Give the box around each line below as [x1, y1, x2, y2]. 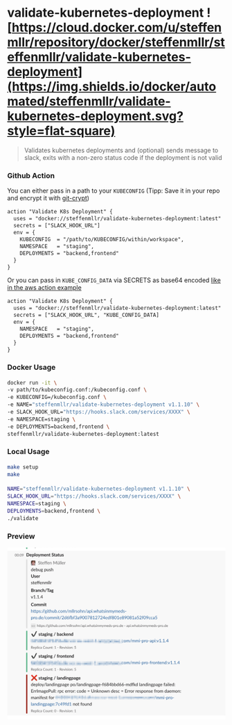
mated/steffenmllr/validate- [7, 94, 171, 109]
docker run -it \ [7, 379, 57, 386]
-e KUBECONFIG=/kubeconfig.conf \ [7, 394, 107, 401]
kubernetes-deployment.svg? [7, 108, 184, 124]
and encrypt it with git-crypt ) [7, 194, 90, 202]
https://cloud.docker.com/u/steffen [11, 19, 222, 35]
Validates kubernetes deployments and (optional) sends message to [24, 146, 219, 154]
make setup [7, 464, 39, 471]
